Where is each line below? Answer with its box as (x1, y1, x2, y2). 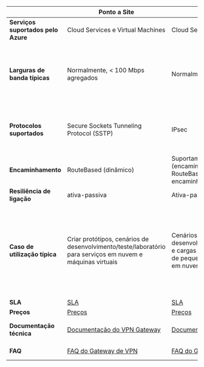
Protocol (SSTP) (67, 129, 114, 138)
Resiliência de (9, 187, 51, 195)
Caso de (9, 243, 34, 251)
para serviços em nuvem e (67, 250, 143, 258)
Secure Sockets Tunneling (67, 122, 142, 130)
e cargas (171, 246, 197, 254)
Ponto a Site (98, 8, 135, 16)
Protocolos (9, 122, 42, 130)
